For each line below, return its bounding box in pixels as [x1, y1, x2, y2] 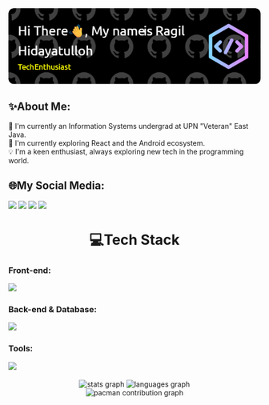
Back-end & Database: [8, 303, 98, 315]
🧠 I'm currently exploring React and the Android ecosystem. [8, 138, 206, 147]
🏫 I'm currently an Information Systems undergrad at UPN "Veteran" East [8, 121, 249, 130]
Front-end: [8, 264, 51, 275]
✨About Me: [8, 100, 70, 114]
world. [8, 155, 30, 165]
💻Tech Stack [89, 231, 180, 249]
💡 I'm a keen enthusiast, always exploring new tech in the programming [8, 146, 244, 156]
